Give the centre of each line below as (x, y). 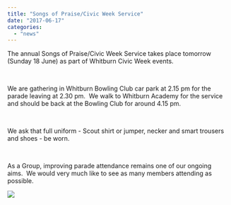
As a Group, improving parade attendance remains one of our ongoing (109, 166)
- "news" (26, 34)
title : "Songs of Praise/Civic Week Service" (75, 14)
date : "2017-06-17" (36, 20)
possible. (20, 181)
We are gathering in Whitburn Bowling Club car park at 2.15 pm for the (109, 88)
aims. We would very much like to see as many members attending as (109, 173)
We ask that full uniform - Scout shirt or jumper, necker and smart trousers (116, 131)
